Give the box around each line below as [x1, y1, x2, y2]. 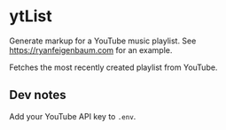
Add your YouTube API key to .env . [9, 111, 136, 121]
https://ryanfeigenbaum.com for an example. [9, 44, 173, 55]
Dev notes [9, 88, 66, 103]
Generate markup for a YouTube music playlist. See [9, 35, 197, 46]
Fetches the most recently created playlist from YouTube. [9, 62, 218, 73]
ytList [9, 6, 53, 27]
